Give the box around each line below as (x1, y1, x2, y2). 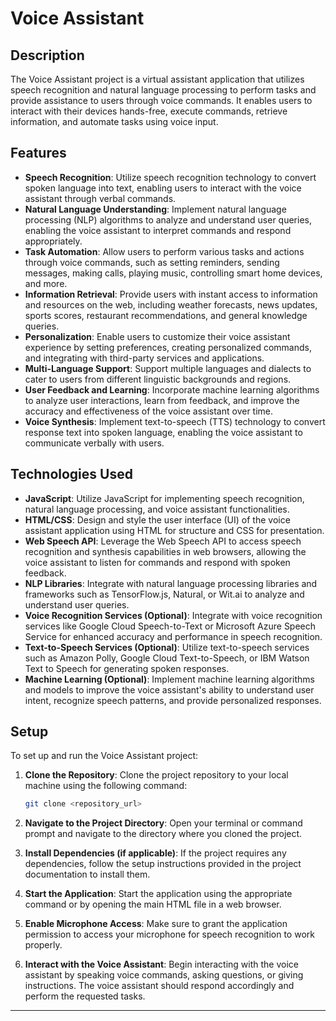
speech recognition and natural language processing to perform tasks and (10, 84, 317, 96)
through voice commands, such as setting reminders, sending (24, 256, 280, 268)
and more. (24, 277, 68, 289)
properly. (24, 939, 63, 951)
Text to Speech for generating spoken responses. (24, 662, 230, 674)
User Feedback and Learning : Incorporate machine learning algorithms (24, 383, 320, 396)
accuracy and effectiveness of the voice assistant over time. (24, 405, 274, 417)
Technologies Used (10, 466, 133, 483)
